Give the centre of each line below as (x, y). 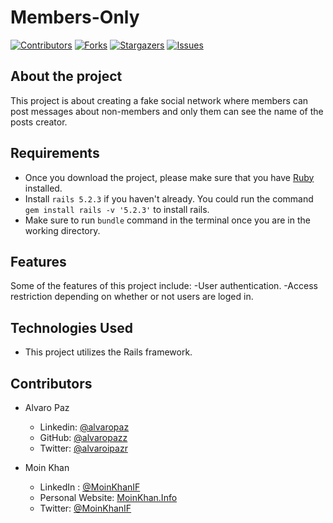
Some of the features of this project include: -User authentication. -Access (164, 286)
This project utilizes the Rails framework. (108, 352)
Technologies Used (71, 327)
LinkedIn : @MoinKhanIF (90, 487)
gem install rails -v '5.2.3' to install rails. (117, 209)
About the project (66, 76)
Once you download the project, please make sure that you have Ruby (169, 177)
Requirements (55, 153)
